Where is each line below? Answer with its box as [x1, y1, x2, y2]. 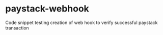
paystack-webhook [5, 3, 89, 14]
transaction [5, 24, 29, 30]
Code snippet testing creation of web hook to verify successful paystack [5, 19, 158, 25]
